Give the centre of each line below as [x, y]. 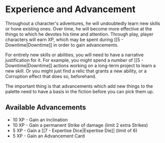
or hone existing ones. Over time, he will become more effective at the [79, 28]
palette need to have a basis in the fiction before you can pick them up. [80, 91]
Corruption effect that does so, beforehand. [51, 76]
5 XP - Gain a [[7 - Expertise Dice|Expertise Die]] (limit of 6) [75, 130]
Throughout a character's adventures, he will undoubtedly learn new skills [83, 23]
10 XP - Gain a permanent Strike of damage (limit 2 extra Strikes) [80, 125]
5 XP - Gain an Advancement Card [49, 136]
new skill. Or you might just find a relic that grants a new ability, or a [76, 71]
